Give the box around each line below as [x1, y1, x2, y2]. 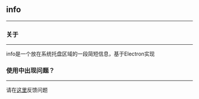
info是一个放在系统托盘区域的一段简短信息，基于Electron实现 [6, 50, 155, 58]
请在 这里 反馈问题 [6, 87, 48, 94]
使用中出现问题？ [6, 67, 55, 75]
